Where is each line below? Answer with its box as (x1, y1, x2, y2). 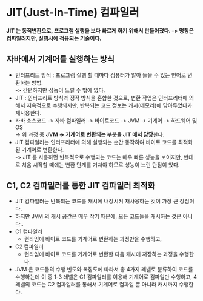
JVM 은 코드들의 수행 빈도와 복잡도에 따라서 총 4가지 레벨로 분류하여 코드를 (15, 266, 193, 273)
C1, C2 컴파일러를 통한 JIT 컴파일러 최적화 (6, 180, 156, 191)
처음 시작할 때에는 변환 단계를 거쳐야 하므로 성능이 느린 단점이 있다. (21, 161, 180, 168)
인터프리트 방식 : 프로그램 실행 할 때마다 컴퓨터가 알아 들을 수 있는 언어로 (15, 71, 187, 79)
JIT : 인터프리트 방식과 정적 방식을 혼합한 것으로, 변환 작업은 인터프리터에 (15, 94, 188, 101)
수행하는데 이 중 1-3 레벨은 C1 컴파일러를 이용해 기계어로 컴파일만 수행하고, (15, 273, 193, 280)
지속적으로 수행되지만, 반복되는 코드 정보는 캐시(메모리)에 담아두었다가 (26, 101, 193, 109)
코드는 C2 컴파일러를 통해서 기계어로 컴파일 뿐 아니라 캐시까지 (31, 281, 178, 288)
